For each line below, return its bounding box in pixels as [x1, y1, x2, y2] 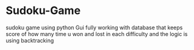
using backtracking [5, 37, 54, 44]
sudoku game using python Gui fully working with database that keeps [5, 24, 183, 31]
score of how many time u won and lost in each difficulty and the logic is [5, 30, 188, 37]
